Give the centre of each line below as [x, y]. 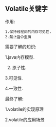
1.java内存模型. [20, 57]
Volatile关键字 [26, 9]
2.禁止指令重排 [18, 37]
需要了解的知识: [21, 47]
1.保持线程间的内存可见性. [28, 32]
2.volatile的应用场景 [25, 120]
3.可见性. [14, 78]
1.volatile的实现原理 [24, 109]
